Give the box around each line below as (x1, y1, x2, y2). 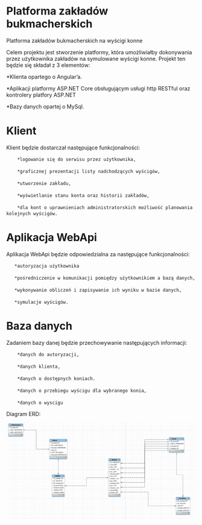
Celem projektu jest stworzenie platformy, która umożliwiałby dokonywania (6, 48, 192, 55)
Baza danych (6, 319, 72, 333)
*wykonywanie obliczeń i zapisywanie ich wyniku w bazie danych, (14, 287, 182, 293)
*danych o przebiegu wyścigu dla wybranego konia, (17, 388, 147, 394)
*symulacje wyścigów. (14, 299, 69, 305)
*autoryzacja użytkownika (14, 263, 80, 269)
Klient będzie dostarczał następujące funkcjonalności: (6, 143, 140, 151)
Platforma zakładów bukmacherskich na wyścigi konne (6, 37, 143, 44)
